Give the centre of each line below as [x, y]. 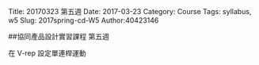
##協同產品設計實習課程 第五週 [59, 36]
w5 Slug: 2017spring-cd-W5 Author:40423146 [84, 20]
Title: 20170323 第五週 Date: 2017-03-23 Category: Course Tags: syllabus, [130, 11]
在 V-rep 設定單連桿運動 [48, 53]
